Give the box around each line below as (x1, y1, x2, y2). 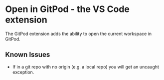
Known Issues (5, 50, 50, 59)
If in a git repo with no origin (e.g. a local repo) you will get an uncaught (12, 63, 160, 69)
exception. (12, 69, 34, 75)
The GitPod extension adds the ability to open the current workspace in (5, 30, 152, 36)
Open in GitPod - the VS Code (5, 3, 130, 15)
